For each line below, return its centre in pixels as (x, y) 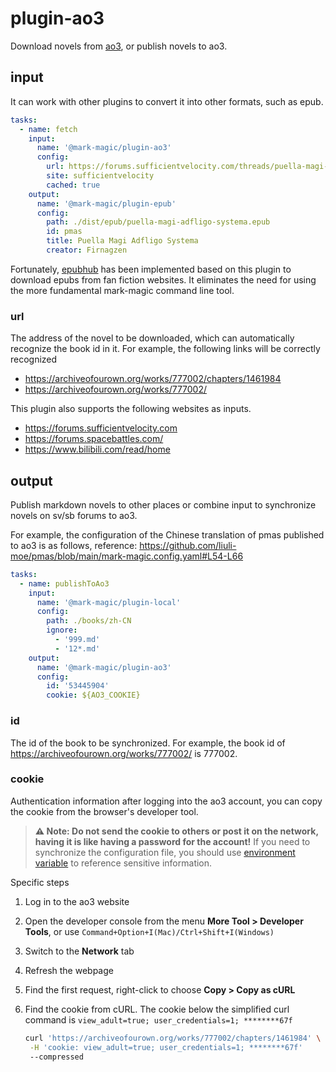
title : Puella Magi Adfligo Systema (122, 241)
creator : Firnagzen (87, 250)
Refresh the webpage (69, 970)
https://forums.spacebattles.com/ (94, 439)
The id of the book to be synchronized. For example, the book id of (148, 743)
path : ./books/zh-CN (89, 621)
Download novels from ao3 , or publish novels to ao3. (119, 46)
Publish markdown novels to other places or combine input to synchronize (163, 504)
